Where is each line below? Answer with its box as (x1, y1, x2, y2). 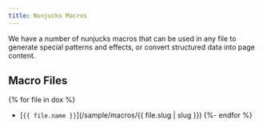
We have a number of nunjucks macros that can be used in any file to (8, 34, 237, 43)
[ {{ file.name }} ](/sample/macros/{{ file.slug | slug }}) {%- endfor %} (19, 110, 253, 120)
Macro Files (8, 74, 68, 88)
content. (8, 50, 36, 60)
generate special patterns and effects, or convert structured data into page (8, 42, 256, 52)
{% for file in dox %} (8, 95, 76, 105)
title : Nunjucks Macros (8, 11, 88, 20)
